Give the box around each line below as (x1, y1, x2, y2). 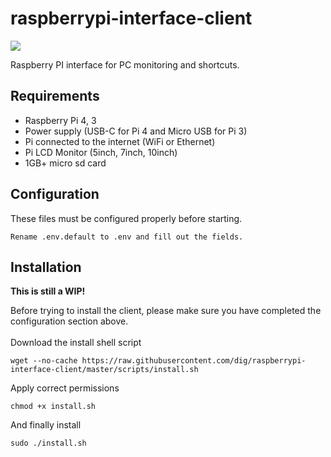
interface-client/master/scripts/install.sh (10, 365, 199, 375)
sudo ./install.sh (10, 438, 87, 449)
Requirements (10, 88, 100, 105)
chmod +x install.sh (10, 402, 97, 412)
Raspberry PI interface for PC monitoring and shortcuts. (10, 58, 240, 71)
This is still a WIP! (10, 285, 86, 297)
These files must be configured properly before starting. (10, 212, 243, 224)
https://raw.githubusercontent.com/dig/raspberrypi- (81, 356, 307, 366)
